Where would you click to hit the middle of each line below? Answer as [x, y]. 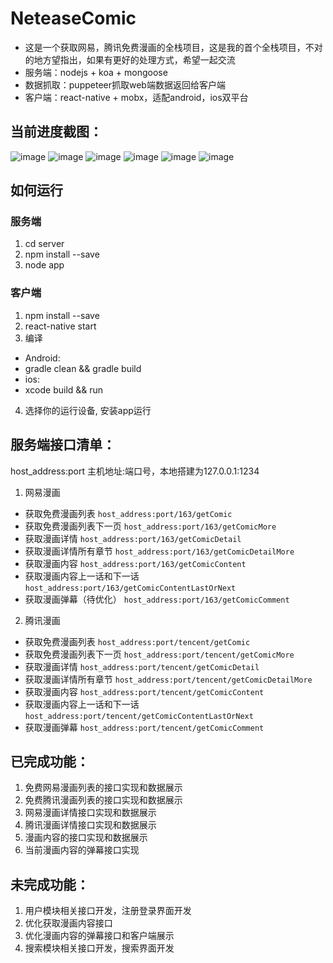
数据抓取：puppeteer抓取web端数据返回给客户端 [125, 84]
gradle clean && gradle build [83, 368]
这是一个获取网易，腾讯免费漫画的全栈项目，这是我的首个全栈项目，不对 [173, 47]
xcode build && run [64, 389]
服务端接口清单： [63, 445]
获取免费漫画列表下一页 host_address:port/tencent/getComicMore [159, 654]
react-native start [60, 326]
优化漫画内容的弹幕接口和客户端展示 [99, 936]
